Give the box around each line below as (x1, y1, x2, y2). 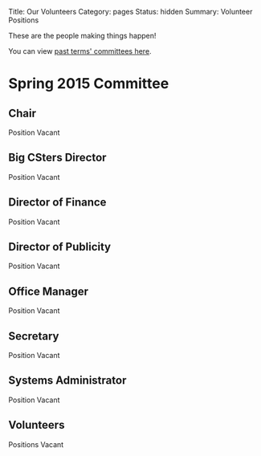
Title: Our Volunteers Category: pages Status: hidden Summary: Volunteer (8, 7, 253, 16)
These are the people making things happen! (8, 31, 157, 40)
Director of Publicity (8, 240, 112, 254)
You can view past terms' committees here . (8, 47, 152, 55)
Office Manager (8, 284, 89, 298)
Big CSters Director (8, 151, 107, 165)
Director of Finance (8, 196, 107, 210)
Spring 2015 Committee (8, 75, 169, 93)
